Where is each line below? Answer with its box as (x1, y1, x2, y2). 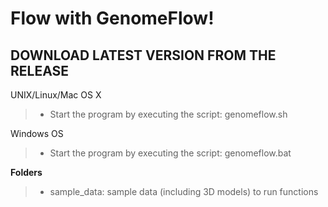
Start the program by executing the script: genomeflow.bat (49, 147, 292, 159)
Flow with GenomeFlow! (10, 7, 215, 30)
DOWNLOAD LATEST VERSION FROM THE (10, 47, 277, 64)
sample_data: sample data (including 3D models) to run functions (49, 186, 319, 197)
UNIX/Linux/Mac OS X (10, 89, 102, 101)
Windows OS (10, 128, 64, 139)
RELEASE (10, 62, 70, 79)
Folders (10, 167, 43, 178)
